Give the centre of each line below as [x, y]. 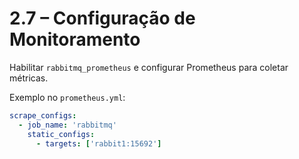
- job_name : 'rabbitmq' [67, 125]
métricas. [29, 78]
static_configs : [61, 134]
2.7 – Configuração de [102, 18]
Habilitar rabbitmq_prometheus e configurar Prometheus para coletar [149, 67]
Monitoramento [75, 39]
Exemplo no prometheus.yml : [67, 97]
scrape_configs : [43, 115]
